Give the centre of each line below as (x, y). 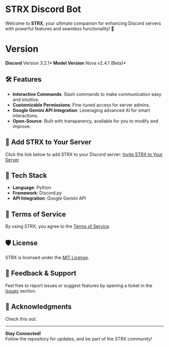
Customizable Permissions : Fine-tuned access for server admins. (81, 105)
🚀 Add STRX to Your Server (48, 142)
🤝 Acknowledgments (38, 307)
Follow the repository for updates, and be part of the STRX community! (79, 338)
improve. (22, 126)
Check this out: (21, 319)
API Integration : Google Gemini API (49, 198)
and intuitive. (26, 99)
